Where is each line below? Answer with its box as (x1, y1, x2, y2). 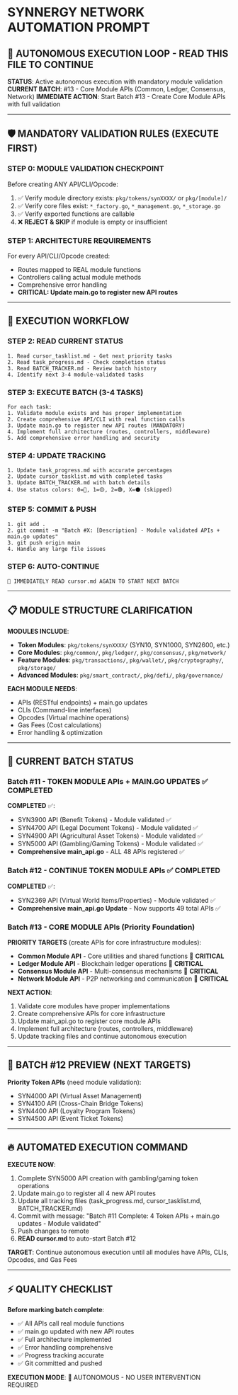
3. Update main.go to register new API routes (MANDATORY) (7, 422, 186, 429)
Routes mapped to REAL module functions (17, 265, 142, 273)
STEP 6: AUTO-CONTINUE (7, 562, 100, 571)
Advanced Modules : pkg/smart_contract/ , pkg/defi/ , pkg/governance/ (17, 671, 224, 679)
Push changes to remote (17, 1226, 90, 1235)
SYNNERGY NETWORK (7, 4, 145, 21)
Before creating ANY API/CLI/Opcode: (7, 180, 119, 188)
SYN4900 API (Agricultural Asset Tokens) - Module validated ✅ (17, 831, 203, 840)
